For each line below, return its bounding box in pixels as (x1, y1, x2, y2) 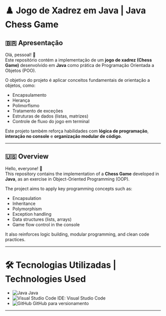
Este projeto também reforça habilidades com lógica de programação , (5, 128, 149, 134)
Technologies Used (5, 273, 86, 284)
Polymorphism (12, 205, 42, 212)
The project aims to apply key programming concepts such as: (5, 186, 132, 191)
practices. (5, 236, 26, 242)
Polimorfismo (12, 103, 40, 108)
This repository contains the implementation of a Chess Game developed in (5, 171, 160, 177)
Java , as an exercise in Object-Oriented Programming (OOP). (5, 176, 130, 182)
